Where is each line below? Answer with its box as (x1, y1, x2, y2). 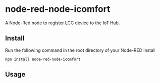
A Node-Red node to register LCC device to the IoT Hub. (5, 20, 120, 26)
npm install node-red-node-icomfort (5, 57, 81, 62)
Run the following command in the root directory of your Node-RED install (5, 47, 156, 53)
